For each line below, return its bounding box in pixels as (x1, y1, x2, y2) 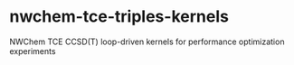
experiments (9, 45, 56, 56)
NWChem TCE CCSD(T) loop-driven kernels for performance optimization (9, 36, 285, 47)
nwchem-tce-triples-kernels (9, 6, 229, 27)
